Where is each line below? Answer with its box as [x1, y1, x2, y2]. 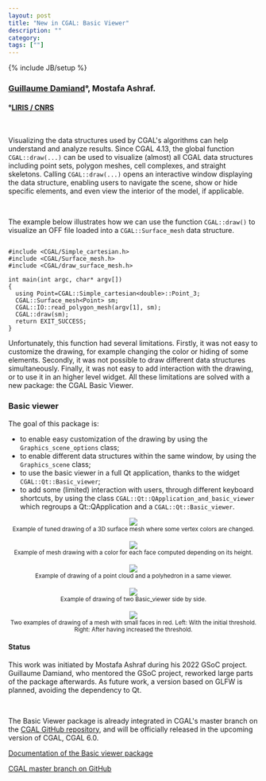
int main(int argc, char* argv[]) [8, 276, 123, 284]
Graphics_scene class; [19, 459, 91, 469]
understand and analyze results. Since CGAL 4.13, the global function [8, 144, 234, 153]
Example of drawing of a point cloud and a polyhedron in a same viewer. [35, 572, 232, 580]
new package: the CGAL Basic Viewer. [8, 381, 133, 390]
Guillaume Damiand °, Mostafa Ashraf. [8, 83, 156, 94]
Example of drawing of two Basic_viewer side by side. [60, 595, 206, 603]
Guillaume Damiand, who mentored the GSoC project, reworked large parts [8, 668, 254, 678]
